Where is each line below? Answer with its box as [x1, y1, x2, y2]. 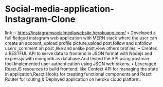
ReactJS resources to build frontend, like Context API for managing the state [5, 66, 158, 71]
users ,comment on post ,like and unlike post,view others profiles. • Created [5, 45, 158, 51]
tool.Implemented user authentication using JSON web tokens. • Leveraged [5, 61, 157, 67]
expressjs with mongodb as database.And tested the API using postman [5, 55, 149, 61]
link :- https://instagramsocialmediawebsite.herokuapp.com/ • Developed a [5, 30, 156, 35]
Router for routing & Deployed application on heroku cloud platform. [5, 76, 141, 82]
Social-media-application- [5, 3, 114, 15]
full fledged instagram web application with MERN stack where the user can [5, 35, 157, 41]
